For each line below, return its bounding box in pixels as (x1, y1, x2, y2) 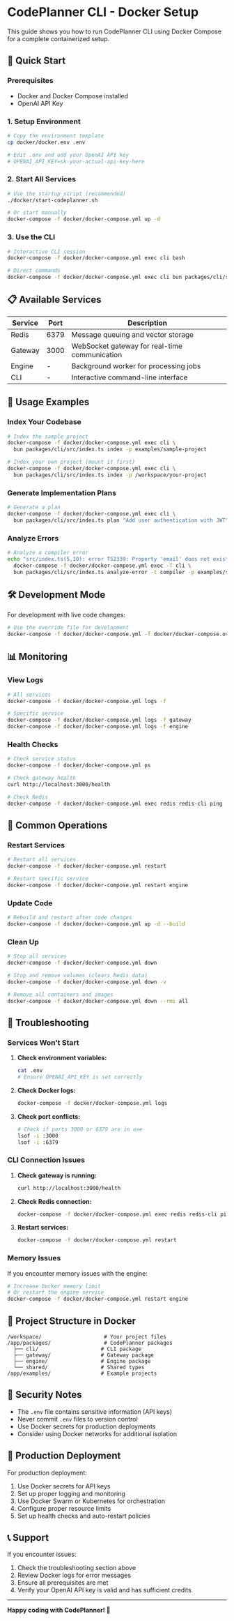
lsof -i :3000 (17, 1132, 58, 1139)
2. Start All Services (7, 174, 77, 184)
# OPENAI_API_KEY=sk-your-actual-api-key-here (7, 158, 145, 165)
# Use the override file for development (7, 624, 130, 631)
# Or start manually (7, 209, 68, 216)
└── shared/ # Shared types (13, 1364, 145, 1371)
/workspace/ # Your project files (7, 1334, 167, 1341)
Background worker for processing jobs (71, 361, 201, 370)
